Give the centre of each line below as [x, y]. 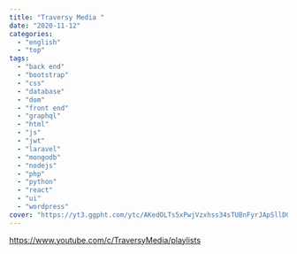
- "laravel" [39, 149]
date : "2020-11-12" [45, 26]
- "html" [33, 125]
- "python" [37, 182]
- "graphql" [39, 116]
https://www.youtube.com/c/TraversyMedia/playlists [105, 240]
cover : [21, 215]
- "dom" [31, 100]
